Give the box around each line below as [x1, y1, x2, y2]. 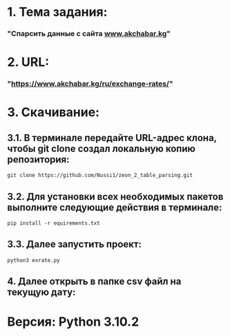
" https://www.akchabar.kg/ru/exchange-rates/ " [7, 79, 173, 88]
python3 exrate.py [7, 256, 60, 263]
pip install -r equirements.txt [7, 220, 100, 227]
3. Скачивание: [7, 104, 100, 120]
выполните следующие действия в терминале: [7, 201, 222, 213]
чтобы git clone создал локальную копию [7, 142, 195, 154]
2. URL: [7, 55, 50, 70]
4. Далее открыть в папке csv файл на [7, 276, 182, 288]
